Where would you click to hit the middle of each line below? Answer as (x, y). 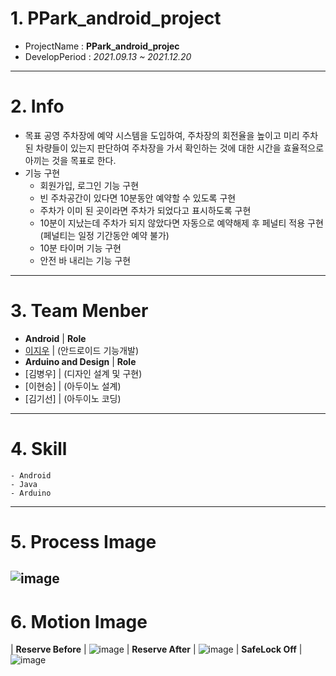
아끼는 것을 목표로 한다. (70, 160)
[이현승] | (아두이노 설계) (73, 386)
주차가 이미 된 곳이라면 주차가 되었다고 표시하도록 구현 (145, 210)
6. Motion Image (79, 621)
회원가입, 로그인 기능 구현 (89, 185)
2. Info (37, 106)
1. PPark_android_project (116, 18)
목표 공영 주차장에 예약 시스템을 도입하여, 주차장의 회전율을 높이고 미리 (162, 135)
